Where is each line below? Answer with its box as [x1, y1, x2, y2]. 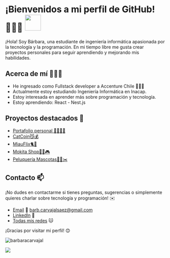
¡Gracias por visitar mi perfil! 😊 [5, 227, 71, 234]
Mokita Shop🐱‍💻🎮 [12, 149, 50, 155]
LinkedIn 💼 [12, 212, 35, 218]
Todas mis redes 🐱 [12, 218, 53, 224]
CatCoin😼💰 [12, 133, 39, 139]
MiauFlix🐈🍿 [12, 141, 37, 147]
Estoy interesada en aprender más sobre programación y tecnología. [12, 94, 156, 100]
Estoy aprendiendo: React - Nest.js [12, 99, 86, 105]
